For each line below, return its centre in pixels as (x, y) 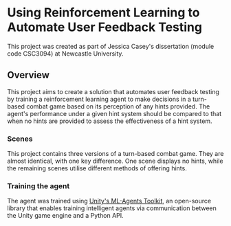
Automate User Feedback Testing (105, 27)
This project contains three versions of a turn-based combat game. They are (115, 154)
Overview (29, 75)
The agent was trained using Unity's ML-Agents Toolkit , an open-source (109, 201)
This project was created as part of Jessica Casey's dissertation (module (111, 46)
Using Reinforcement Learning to (103, 13)
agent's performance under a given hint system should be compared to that (114, 113)
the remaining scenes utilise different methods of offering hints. (97, 168)
